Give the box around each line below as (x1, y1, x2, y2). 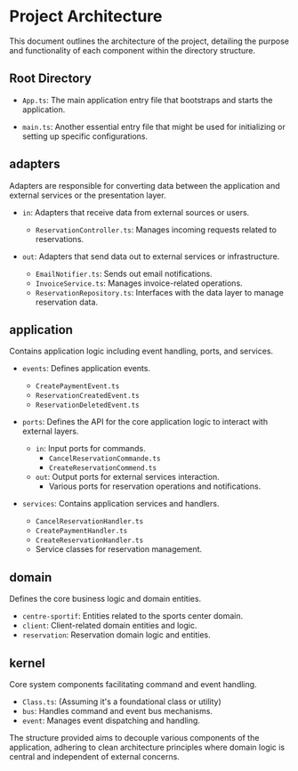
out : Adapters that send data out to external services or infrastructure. (21, 251, 280, 262)
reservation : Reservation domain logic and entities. (21, 629, 211, 640)
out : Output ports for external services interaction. (35, 472, 220, 483)
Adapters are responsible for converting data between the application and (9, 180, 280, 191)
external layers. (21, 426, 79, 437)
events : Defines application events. (21, 363, 151, 374)
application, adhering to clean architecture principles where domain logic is (9, 742, 286, 752)
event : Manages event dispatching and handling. (21, 715, 200, 726)
